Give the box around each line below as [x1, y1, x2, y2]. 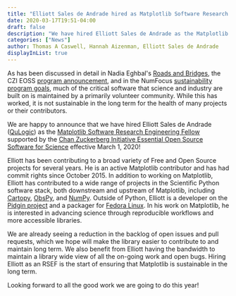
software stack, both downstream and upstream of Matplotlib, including [7, 186, 215, 195]
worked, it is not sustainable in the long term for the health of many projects [7, 99, 228, 107]
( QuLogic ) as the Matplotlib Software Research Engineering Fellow [7, 128, 200, 136]
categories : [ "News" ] [7, 37, 71, 44]
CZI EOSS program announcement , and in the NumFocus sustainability [7, 76, 213, 85]
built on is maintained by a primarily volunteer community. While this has [7, 91, 218, 99]
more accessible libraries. [7, 216, 82, 224]
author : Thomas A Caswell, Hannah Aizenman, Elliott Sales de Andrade [7, 43, 219, 50]
